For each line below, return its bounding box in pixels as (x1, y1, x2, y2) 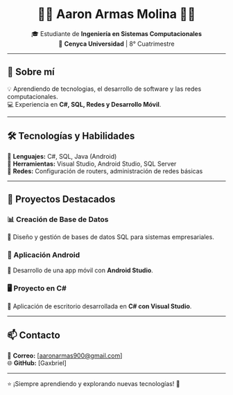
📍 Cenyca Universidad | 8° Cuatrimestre (58, 39, 175, 48)
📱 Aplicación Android (7, 250, 80, 260)
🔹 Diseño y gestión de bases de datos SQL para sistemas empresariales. (7, 233, 215, 241)
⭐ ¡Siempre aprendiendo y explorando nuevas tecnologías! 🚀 (7, 379, 180, 387)
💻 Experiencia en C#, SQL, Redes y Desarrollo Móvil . (7, 100, 162, 108)
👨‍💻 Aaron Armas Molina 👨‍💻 (37, 6, 196, 22)
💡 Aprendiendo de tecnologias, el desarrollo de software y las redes (7, 85, 202, 93)
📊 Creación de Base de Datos (7, 214, 109, 224)
